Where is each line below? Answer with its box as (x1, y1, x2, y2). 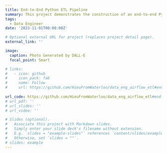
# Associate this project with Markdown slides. (5, 122, 112, 127)
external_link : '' (5, 39, 43, 45)
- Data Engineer (9, 21, 43, 26)
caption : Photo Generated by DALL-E (9, 53, 85, 58)
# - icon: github (5, 71, 46, 76)
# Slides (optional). (5, 117, 50, 122)
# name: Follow (5, 80, 46, 85)
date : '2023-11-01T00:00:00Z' (5, 26, 68, 31)
